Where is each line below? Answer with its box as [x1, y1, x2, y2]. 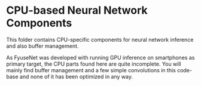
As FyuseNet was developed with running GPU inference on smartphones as [6, 54, 195, 61]
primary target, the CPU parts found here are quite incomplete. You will [6, 60, 181, 67]
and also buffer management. [6, 42, 79, 50]
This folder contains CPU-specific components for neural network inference [6, 36, 194, 43]
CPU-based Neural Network [6, 4, 148, 17]
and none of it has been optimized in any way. [20, 73, 133, 80]
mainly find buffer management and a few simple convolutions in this [6, 66, 176, 73]
